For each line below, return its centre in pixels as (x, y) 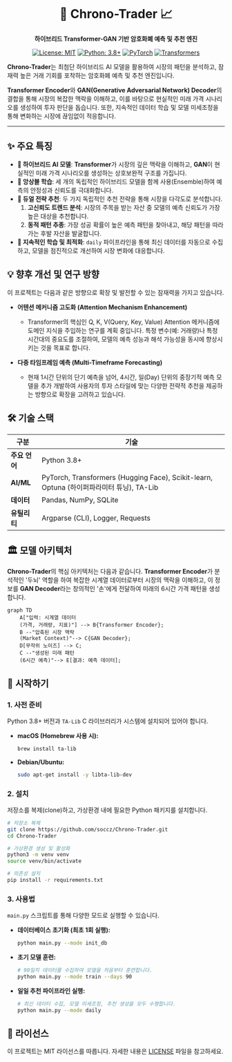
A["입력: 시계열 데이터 (48, 618)
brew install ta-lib (47, 749)
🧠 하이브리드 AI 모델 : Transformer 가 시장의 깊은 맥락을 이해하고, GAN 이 (115, 164)
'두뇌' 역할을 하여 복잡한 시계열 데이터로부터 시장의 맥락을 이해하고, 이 (119, 580)
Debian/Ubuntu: (41, 762)
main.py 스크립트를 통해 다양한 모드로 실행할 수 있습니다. (84, 916)
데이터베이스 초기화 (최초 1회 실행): (64, 930)
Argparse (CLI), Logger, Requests (96, 518)
